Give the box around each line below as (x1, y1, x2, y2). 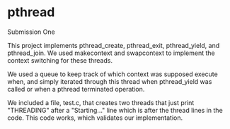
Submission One (7, 27, 55, 36)
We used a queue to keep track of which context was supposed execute (7, 70, 218, 78)
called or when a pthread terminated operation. (7, 85, 145, 93)
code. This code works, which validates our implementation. (7, 113, 183, 122)
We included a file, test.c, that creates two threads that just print (7, 98, 195, 106)
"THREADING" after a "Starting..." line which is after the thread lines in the (7, 106, 223, 114)
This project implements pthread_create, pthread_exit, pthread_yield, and (7, 41, 220, 49)
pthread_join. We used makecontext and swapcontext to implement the (7, 49, 216, 57)
